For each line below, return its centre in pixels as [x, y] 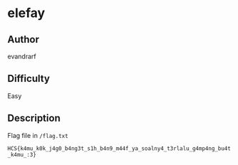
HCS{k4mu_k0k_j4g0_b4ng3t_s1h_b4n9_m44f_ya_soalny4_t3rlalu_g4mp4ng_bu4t [119, 148]
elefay [26, 13]
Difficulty [29, 79]
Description [34, 118]
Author [23, 39]
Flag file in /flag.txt [38, 135]
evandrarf [22, 56]
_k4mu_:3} [22, 154]
